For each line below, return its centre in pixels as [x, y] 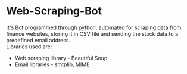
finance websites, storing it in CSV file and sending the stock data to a [92, 33]
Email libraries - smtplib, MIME [52, 64]
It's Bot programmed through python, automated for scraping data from [94, 27]
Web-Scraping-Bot [54, 11]
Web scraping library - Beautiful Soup [61, 58]
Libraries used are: [29, 47]
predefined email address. [38, 40]
